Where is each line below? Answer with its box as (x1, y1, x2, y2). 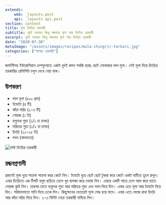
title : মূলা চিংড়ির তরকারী (5, 26, 45, 31)
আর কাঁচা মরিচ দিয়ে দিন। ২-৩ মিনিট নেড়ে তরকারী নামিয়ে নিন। (5, 195, 95, 201)
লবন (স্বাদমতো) (12, 135, 34, 141)
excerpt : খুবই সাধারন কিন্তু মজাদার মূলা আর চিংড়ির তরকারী (5, 35, 91, 40)
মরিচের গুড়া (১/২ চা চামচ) (12, 123, 50, 129)
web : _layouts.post (14, 12, 54, 17)
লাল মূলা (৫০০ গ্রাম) (12, 96, 41, 102)
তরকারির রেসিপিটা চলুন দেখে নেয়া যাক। (5, 68, 61, 74)
